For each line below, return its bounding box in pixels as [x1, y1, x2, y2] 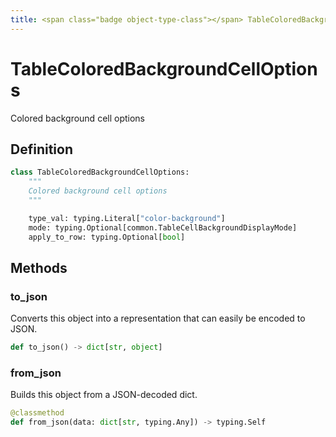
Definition [10, 141, 73, 158]
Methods [10, 259, 68, 276]
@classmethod [10, 408, 65, 418]
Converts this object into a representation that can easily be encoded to [10, 312, 306, 325]
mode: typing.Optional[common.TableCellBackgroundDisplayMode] [28, 222, 298, 233]
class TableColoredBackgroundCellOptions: [10, 167, 190, 178]
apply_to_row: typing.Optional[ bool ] [28, 232, 186, 242]
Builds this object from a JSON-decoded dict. [10, 389, 198, 401]
